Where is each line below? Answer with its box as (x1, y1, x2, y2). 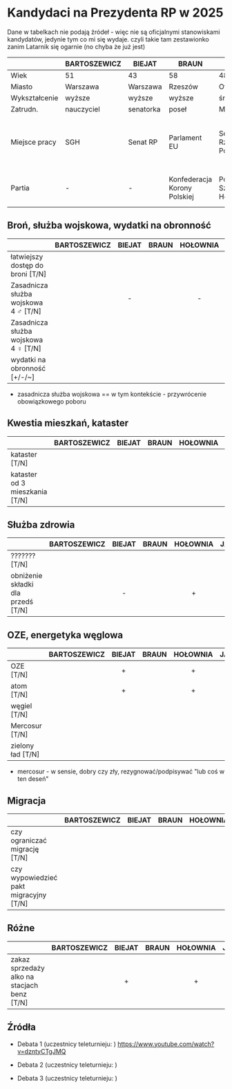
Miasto (10, 82, 33, 91)
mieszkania (10, 487, 48, 496)
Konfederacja (168, 174, 213, 184)
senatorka (128, 104, 161, 114)
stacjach (10, 980, 39, 990)
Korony (168, 183, 192, 192)
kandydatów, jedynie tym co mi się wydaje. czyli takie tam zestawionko (7, 35, 209, 43)
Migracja (7, 795, 46, 807)
